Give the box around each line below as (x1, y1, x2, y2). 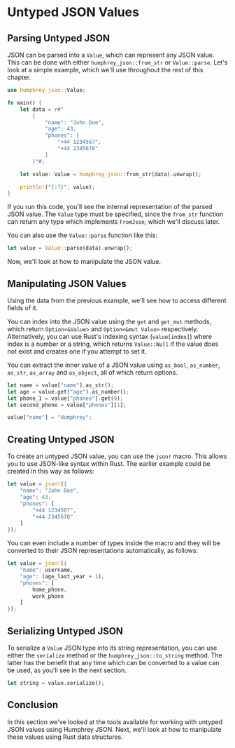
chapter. (7, 73, 31, 81)
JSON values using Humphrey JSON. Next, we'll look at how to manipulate (7, 725, 222, 733)
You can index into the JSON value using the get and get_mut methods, (7, 317, 212, 326)
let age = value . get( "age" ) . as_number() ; (7, 388, 130, 395)
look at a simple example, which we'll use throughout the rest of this (7, 66, 204, 74)
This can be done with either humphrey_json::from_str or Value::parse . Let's (7, 58, 229, 67)
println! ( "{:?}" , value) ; (20, 183, 96, 190)
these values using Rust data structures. (7, 733, 124, 741)
